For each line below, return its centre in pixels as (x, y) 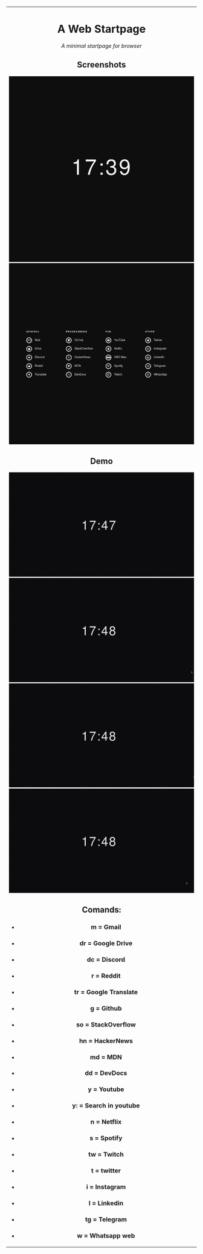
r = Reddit (106, 976)
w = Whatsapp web (106, 1235)
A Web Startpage (101, 29)
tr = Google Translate (106, 992)
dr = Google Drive (106, 944)
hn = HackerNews (106, 1040)
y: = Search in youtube (106, 1106)
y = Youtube (106, 1089)
